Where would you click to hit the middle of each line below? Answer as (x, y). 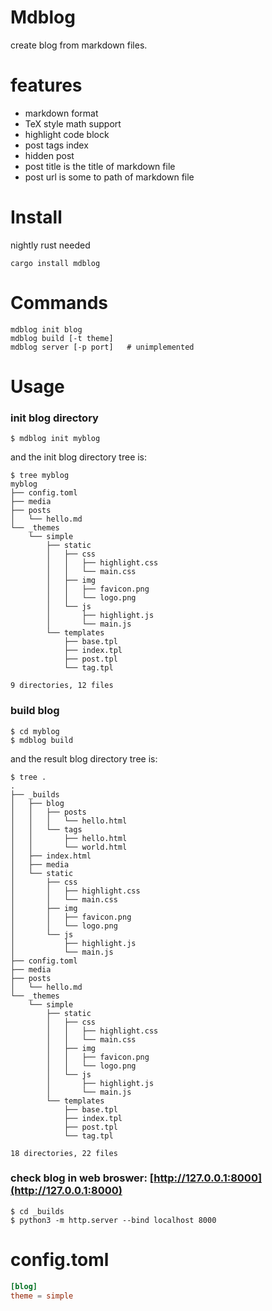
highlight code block (67, 134)
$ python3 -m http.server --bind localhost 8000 (113, 1220)
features (46, 85)
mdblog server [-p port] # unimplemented (102, 347)
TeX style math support (73, 123)
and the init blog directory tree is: (79, 457)
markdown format (61, 113)
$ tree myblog (40, 476)
